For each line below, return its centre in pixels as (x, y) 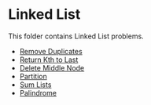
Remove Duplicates (51, 51)
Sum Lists (35, 85)
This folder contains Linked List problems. (76, 36)
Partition (33, 76)
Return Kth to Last (49, 60)
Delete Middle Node (52, 67)
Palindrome (38, 92)
